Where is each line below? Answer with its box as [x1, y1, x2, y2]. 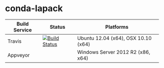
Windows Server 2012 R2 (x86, [77, 49, 150, 55]
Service [13, 26, 32, 33]
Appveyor [7, 51, 30, 58]
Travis [7, 37, 22, 44]
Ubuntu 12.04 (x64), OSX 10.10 [77, 34, 152, 41]
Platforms [105, 23, 128, 30]
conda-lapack [5, 3, 63, 14]
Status [49, 23, 65, 30]
